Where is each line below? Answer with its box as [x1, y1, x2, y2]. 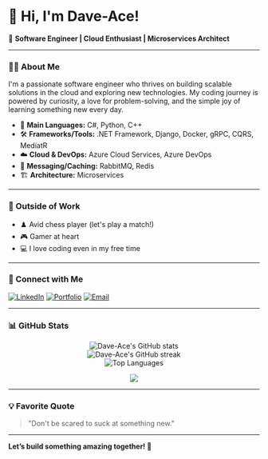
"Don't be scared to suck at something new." [27, 419, 175, 429]
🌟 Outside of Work [8, 201, 81, 212]
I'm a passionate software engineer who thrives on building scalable [8, 79, 233, 89]
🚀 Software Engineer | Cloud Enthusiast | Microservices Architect [8, 34, 230, 43]
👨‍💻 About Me [8, 61, 60, 72]
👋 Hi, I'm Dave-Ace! [8, 7, 140, 26]
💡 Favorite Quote [8, 401, 75, 412]
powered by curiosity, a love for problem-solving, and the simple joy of [8, 96, 241, 106]
